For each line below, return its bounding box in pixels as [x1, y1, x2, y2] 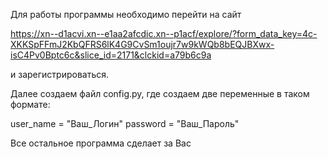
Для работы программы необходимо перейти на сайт [10, 9, 242, 20]
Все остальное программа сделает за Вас [10, 137, 192, 149]
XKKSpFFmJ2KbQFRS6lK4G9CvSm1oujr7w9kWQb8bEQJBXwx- [10, 39, 275, 50]
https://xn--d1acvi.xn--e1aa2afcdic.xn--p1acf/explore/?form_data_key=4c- [10, 28, 318, 39]
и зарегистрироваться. [10, 69, 110, 80]
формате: [10, 99, 51, 110]
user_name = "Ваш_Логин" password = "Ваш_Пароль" [10, 118, 240, 129]
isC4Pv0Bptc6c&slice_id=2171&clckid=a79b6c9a [10, 49, 212, 61]
